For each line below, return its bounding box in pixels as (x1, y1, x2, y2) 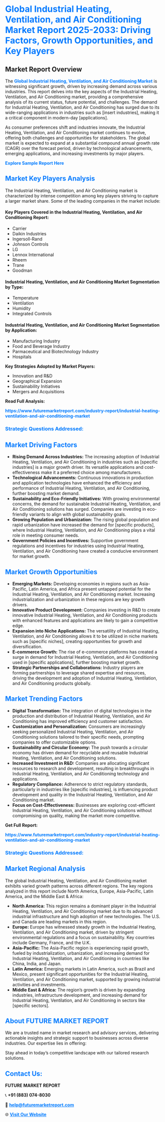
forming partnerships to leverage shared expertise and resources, (12, 670, 146, 675)
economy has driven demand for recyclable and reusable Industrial (12, 749, 148, 755)
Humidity (12, 305, 31, 311)
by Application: (5, 327, 37, 333)
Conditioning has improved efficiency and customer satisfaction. (12, 718, 144, 724)
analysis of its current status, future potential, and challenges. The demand (5, 99, 158, 105)
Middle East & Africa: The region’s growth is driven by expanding (12, 987, 145, 993)
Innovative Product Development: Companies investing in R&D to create (12, 607, 161, 613)
